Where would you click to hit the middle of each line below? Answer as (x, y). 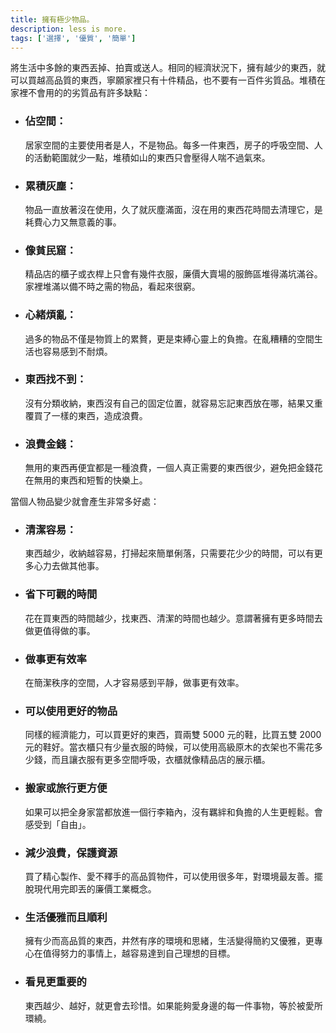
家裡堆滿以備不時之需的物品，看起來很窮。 (112, 287)
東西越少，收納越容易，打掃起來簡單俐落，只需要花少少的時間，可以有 (169, 553)
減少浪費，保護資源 (71, 853)
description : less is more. (69, 29)
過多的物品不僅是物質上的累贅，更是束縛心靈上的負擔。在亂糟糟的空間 (169, 338)
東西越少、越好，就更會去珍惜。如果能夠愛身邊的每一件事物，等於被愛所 (173, 1005)
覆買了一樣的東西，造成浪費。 (86, 415)
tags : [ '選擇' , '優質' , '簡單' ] (73, 38)
